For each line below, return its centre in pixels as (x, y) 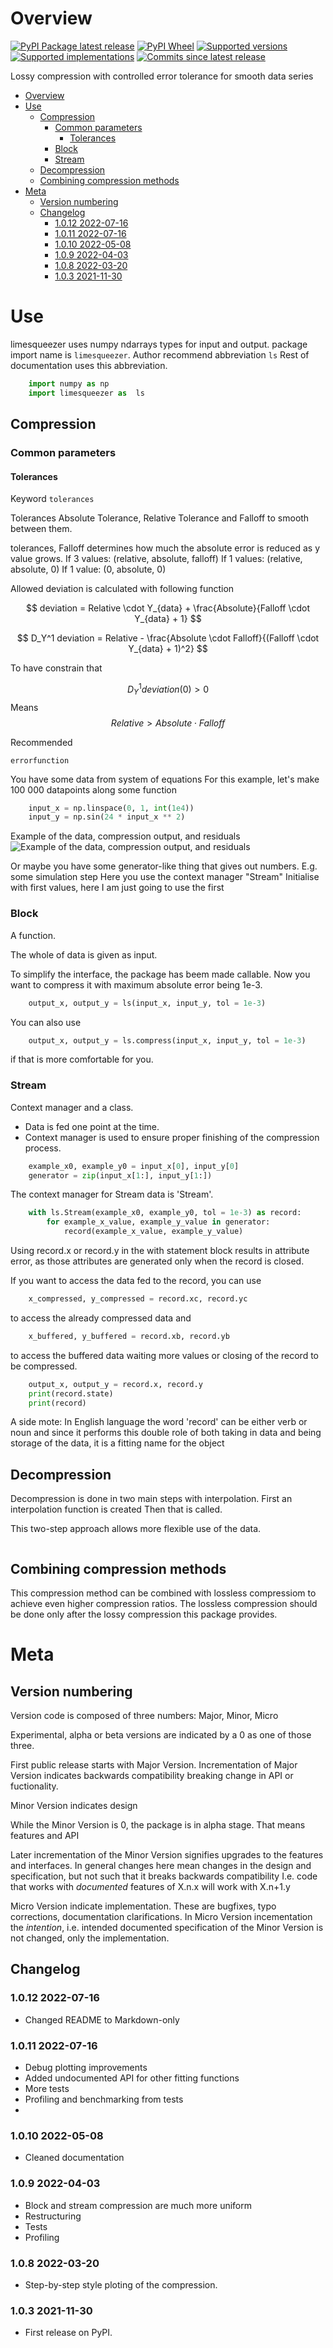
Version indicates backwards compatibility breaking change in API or (152, 1776)
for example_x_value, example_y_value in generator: (158, 1222)
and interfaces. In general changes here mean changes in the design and (161, 1866)
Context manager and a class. (72, 1107)
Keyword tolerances (52, 499)
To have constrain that (56, 668)
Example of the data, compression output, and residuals (125, 836)
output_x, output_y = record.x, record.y (115, 1384)
